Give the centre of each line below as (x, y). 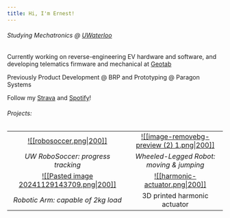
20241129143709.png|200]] (67, 184)
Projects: (20, 113)
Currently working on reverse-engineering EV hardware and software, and (112, 56)
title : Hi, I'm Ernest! (41, 13)
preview (149, 145)
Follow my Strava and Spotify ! (49, 97)
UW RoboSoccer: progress (67, 156)
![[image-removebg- (175, 136)
